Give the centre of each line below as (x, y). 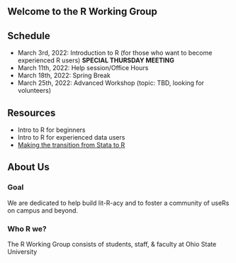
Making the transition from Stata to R (71, 145)
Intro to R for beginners (51, 130)
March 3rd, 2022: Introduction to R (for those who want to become (115, 53)
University (22, 252)
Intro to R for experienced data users (71, 138)
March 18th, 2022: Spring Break (64, 75)
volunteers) (34, 91)
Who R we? (27, 228)
